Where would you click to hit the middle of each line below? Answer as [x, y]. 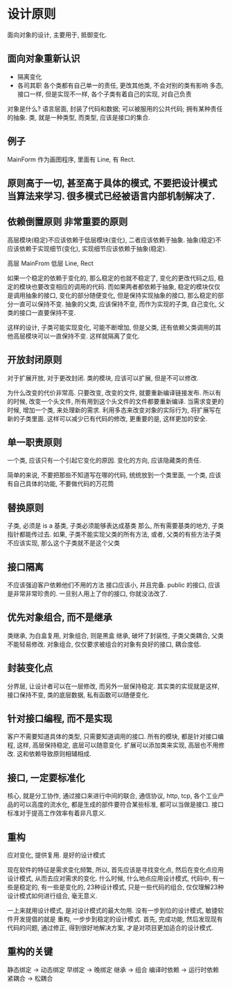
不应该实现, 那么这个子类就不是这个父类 [63, 543]
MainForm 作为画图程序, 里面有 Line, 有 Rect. [71, 159]
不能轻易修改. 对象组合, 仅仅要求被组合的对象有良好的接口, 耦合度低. [104, 644]
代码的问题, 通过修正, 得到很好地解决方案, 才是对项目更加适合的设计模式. [110, 928]
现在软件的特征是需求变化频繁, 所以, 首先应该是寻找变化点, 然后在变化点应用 [115, 870]
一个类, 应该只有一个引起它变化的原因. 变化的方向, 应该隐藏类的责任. [104, 461]
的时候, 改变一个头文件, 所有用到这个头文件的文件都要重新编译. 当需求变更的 [115, 401]
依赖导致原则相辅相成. [60, 754]
